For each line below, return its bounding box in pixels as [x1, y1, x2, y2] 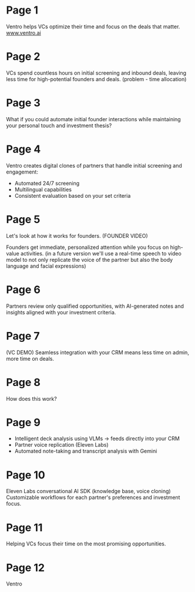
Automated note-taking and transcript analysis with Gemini [14, 448, 157, 455]
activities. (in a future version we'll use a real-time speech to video [20, 250, 182, 257]
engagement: [6, 168, 38, 175]
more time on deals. [6, 355, 55, 362]
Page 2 [6, 50, 41, 64]
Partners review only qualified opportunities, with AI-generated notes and [6, 302, 184, 310]
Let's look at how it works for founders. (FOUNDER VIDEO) [6, 232, 148, 239]
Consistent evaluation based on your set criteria [14, 192, 131, 199]
